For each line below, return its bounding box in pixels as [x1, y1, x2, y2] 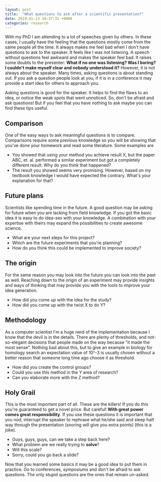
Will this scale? [12, 447, 42, 453]
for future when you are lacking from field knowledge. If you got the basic [5, 210, 152, 216]
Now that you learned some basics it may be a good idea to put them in [5, 462, 147, 467]
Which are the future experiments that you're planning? [12, 240, 122, 246]
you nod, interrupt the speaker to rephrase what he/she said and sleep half [5, 417, 154, 423]
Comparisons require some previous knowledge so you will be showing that [5, 137, 156, 143]
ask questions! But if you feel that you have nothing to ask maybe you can [5, 100, 152, 106]
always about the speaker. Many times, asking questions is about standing [5, 70, 153, 76]
